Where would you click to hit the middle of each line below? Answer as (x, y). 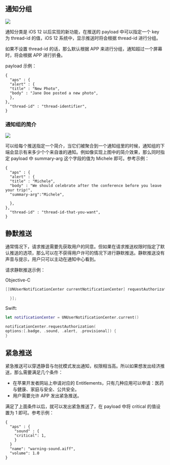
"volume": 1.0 (25, 453)
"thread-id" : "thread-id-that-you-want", (55, 212)
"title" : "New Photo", (35, 88)
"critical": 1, (30, 435)
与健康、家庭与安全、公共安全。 (46, 389)
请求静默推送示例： (25, 270)
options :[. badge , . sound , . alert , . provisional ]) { (61, 331)
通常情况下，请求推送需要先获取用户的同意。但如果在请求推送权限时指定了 (83, 246)
